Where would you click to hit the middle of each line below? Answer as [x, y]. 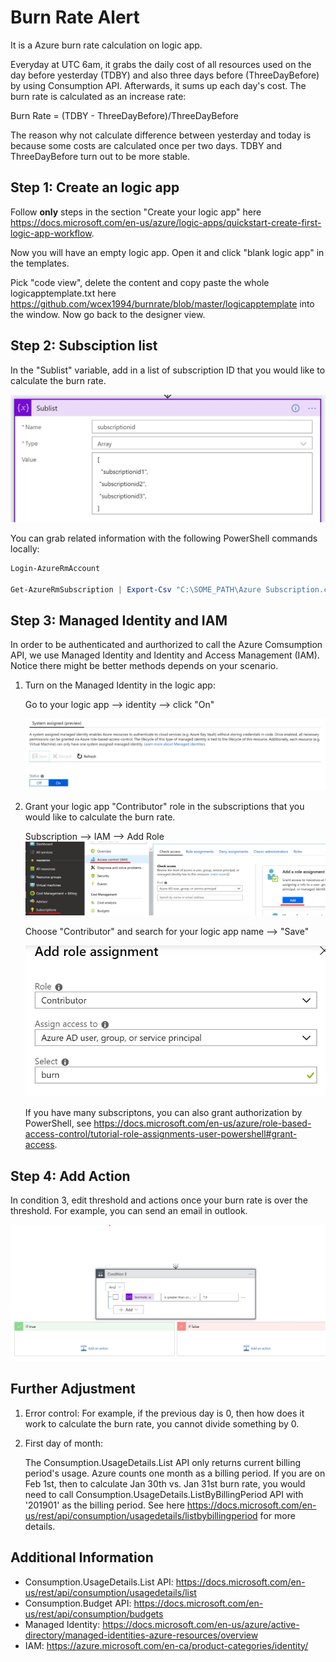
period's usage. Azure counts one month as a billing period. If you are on [175, 1473]
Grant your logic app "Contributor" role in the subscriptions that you [164, 806]
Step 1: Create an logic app [95, 187]
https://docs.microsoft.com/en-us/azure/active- [201, 1624]
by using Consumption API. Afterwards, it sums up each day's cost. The [158, 85]
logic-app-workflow [51, 233]
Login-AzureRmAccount [55, 568]
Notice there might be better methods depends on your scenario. [144, 666]
